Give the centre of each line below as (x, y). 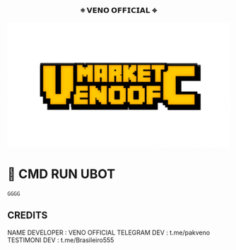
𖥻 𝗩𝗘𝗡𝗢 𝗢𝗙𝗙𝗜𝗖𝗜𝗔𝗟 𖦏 (119, 10)
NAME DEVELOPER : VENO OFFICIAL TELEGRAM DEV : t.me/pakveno (109, 232)
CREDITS (28, 216)
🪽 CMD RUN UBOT (61, 174)
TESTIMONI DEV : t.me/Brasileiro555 (61, 240)
